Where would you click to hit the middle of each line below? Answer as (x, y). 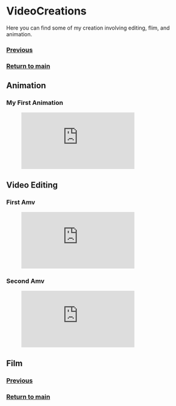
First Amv (21, 202)
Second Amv (26, 281)
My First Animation (35, 103)
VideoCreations (46, 11)
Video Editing (32, 185)
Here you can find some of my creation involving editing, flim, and (88, 28)
